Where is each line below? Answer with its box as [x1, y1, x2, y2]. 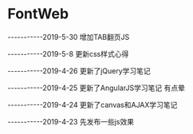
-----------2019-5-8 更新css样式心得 [7, 49, 129, 58]
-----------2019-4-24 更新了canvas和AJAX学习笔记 [7, 100, 178, 109]
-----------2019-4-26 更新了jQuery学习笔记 [7, 65, 151, 76]
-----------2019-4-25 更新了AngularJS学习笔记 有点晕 [7, 83, 185, 93]
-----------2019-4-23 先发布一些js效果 [7, 116, 135, 126]
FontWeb [7, 5, 69, 23]
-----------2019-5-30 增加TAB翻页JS [7, 32, 130, 41]
